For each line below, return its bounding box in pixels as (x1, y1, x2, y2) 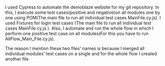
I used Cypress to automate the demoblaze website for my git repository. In (5, 4, 160, 10)
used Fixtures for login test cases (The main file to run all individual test (5, 20, 152, 26)
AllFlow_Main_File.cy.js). (5, 36, 55, 42)
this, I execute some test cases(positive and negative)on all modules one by (5, 9, 161, 15)
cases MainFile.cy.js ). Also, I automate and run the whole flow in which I (5, 25, 154, 31)
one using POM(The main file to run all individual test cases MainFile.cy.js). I (5, 15, 161, 20)
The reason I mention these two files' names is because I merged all (5, 46, 145, 51)
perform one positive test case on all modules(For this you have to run (5, 31, 149, 36)
